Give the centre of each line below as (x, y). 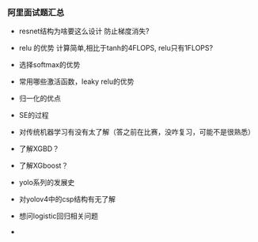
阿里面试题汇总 (36, 12)
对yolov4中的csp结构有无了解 (67, 199)
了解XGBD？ (39, 149)
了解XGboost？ (44, 166)
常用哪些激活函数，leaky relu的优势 (76, 81)
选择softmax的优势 (49, 65)
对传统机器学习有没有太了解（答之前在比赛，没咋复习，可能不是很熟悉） (137, 132)
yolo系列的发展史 (47, 183)
